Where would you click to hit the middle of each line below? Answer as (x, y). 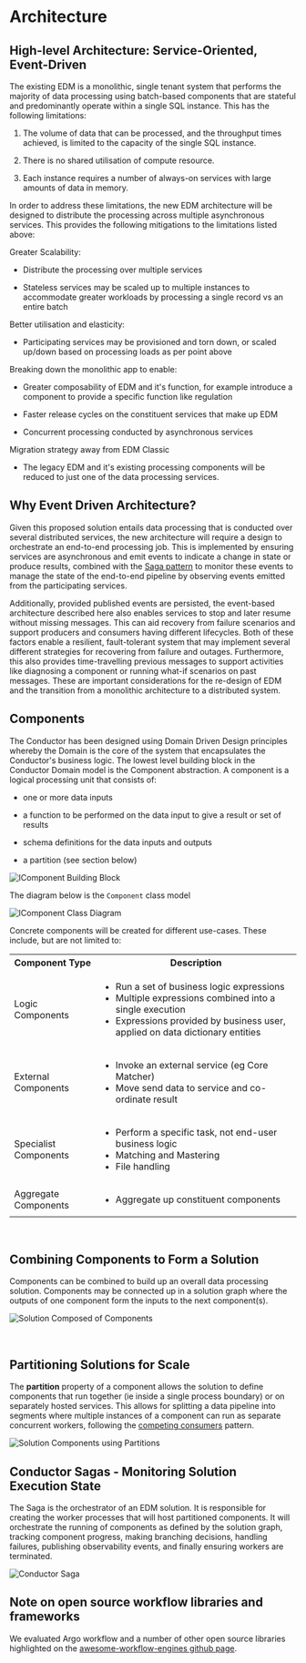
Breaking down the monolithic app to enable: (93, 369)
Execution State (56, 1486)
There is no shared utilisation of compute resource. (118, 160)
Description (196, 963)
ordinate (133, 1099)
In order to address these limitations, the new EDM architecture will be (141, 205)
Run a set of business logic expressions (200, 986)
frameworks (45, 1617)
